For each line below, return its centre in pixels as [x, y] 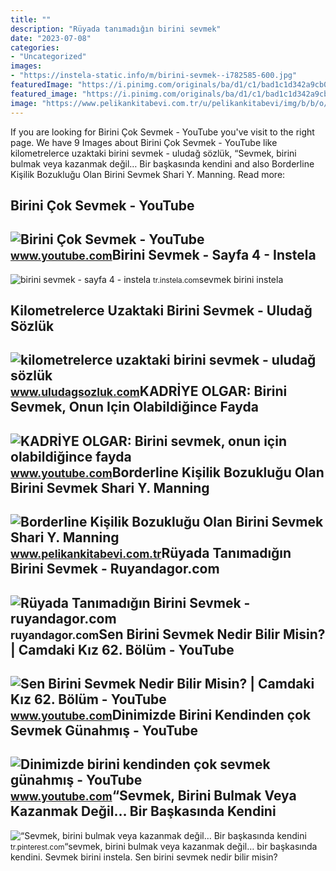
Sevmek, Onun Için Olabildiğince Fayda [135, 407]
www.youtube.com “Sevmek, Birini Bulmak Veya [153, 796]
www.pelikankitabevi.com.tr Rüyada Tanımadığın [151, 553]
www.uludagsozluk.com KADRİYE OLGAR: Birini [149, 391]
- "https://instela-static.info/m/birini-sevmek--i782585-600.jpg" [154, 76]
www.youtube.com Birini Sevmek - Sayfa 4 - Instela [163, 255]
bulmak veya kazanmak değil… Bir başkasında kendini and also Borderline [162, 163]
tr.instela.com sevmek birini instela [218, 279]
